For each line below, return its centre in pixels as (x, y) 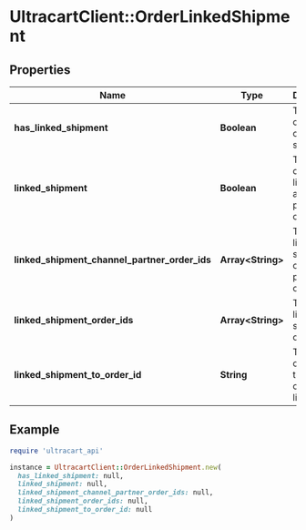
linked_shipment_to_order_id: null (85, 510)
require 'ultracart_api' (56, 451)
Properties (40, 70)
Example (35, 430)
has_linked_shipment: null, (71, 475)
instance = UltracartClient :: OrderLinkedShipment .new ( (116, 467)
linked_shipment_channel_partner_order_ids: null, (116, 493)
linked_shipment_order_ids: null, (83, 501)
